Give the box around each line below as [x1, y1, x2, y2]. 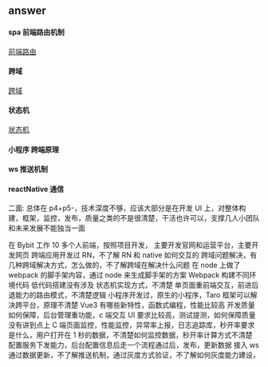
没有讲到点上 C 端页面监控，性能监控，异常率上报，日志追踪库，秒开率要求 [8, 321, 255, 330]
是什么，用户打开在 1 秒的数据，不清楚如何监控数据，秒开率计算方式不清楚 [8, 330, 253, 340]
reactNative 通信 [8, 184, 64, 193]
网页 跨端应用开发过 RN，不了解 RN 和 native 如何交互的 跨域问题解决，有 [14, 250, 258, 260]
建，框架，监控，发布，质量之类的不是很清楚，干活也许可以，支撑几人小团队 [8, 213, 260, 223]
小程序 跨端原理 [8, 145, 60, 154]
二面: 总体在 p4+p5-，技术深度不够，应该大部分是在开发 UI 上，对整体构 [8, 203, 246, 213]
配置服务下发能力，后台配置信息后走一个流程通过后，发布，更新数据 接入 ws [8, 341, 259, 350]
